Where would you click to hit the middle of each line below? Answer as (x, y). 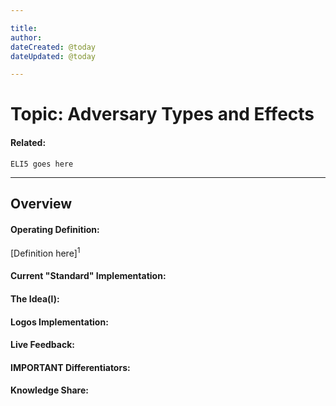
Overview (41, 204)
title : (24, 28)
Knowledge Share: (49, 390)
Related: (28, 143)
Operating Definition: (55, 229)
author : (26, 37)
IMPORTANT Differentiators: (70, 367)
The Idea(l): (35, 299)
